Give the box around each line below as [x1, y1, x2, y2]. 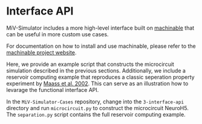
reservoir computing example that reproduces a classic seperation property [6, 73, 195, 80]
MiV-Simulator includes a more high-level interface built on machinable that [6, 24, 195, 31]
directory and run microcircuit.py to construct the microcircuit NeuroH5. [6, 104, 189, 111]
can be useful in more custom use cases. [6, 30, 109, 38]
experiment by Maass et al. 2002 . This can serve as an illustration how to [6, 80, 189, 87]
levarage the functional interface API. [6, 86, 99, 93]
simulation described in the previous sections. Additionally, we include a [6, 67, 186, 74]
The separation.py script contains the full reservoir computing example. [6, 111, 186, 118]
